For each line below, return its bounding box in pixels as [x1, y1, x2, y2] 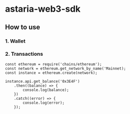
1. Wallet [5, 38, 26, 45]
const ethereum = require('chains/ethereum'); [5, 62, 102, 67]
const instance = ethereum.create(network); [5, 70, 98, 75]
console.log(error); [23, 100, 65, 105]
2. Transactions [5, 50, 43, 57]
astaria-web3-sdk [5, 3, 81, 15]
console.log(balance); [23, 87, 69, 92]
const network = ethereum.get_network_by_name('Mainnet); [5, 66, 126, 71]
